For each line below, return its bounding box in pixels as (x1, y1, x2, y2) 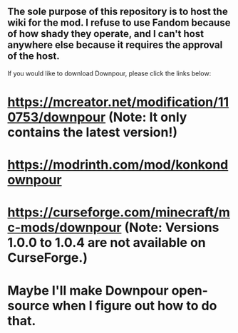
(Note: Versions (124, 220, 219, 236)
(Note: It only (108, 110, 187, 125)
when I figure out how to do (52, 297, 217, 314)
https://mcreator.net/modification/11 (7, 94, 229, 110)
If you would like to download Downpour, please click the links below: (7, 69, 212, 78)
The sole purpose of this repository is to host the (7, 6, 228, 18)
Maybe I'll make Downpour (7, 282, 169, 298)
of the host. (7, 50, 60, 63)
